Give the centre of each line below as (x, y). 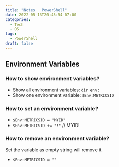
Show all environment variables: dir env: (56, 90)
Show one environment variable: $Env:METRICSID (63, 95)
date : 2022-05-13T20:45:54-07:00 (41, 15)
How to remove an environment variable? (57, 138)
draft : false (19, 44)
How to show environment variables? (52, 79)
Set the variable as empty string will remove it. (54, 150)
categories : (18, 19)
